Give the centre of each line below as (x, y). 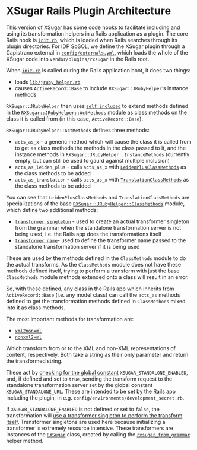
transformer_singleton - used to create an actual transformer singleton (102, 221)
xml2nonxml (28, 331)
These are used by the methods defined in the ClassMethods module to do (96, 258)
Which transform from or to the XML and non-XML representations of (91, 348)
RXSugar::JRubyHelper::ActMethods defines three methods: (78, 130)
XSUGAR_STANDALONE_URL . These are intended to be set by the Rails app (91, 391)
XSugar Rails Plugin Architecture (88, 11)
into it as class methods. (36, 308)
